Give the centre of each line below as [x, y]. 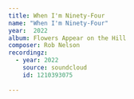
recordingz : [28, 53]
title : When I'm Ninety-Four [57, 16]
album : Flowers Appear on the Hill [67, 38]
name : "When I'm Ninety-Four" [59, 23]
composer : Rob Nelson [44, 46]
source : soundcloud [55, 68]
